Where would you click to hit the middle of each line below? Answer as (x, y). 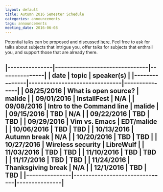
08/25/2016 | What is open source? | (82, 91)
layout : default (22, 10)
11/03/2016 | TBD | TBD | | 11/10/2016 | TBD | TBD (81, 152)
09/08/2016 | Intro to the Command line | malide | (82, 106)
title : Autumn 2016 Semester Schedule (45, 14)
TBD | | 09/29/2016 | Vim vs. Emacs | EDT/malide (81, 122)
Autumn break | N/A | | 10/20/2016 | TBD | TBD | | (81, 137)
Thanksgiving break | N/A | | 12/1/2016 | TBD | (76, 167)
